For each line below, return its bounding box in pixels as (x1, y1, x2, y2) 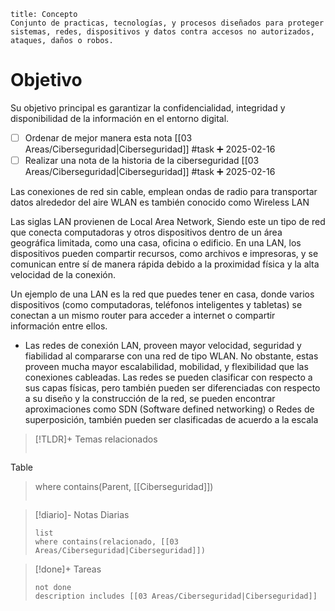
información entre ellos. (10, 320, 108, 332)
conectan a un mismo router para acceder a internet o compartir (10, 310, 276, 322)
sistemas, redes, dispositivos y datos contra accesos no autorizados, (10, 27, 315, 37)
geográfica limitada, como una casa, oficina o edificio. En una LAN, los (10, 237, 302, 249)
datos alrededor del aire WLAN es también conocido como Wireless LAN (10, 196, 310, 209)
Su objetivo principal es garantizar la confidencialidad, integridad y (10, 101, 286, 114)
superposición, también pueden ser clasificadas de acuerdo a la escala (24, 414, 319, 426)
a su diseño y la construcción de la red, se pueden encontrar (24, 393, 276, 405)
